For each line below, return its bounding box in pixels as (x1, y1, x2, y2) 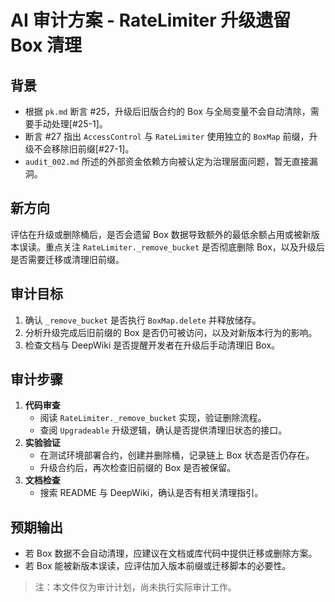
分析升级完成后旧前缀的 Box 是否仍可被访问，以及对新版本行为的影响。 (24, 326, 318, 338)
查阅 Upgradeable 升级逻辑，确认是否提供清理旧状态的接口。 (39, 424, 288, 436)
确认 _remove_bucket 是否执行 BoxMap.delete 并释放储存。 (24, 314, 262, 326)
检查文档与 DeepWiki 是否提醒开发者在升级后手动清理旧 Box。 (24, 339, 281, 351)
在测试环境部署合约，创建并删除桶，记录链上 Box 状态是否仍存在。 (39, 449, 315, 461)
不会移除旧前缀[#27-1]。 (33, 143, 135, 155)
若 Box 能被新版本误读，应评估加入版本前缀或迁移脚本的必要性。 (24, 560, 292, 572)
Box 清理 (10, 34, 83, 57)
